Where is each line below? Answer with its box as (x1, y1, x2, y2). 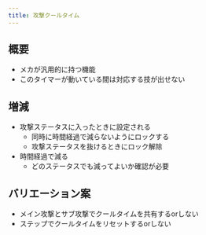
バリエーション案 (8, 186, 91, 200)
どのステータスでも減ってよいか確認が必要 (31, 162, 169, 171)
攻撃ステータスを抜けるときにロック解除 (31, 142, 163, 152)
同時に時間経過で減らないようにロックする (31, 132, 170, 141)
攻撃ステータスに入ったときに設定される (19, 123, 151, 132)
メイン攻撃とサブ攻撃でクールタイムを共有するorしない (19, 209, 199, 218)
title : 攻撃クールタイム (8, 11, 80, 20)
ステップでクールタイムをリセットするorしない (19, 219, 171, 229)
